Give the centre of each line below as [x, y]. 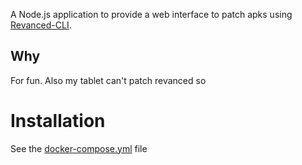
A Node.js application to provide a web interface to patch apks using [151, 14]
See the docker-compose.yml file [79, 148]
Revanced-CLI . [41, 25]
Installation [58, 121]
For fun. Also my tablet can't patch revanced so [108, 80]
